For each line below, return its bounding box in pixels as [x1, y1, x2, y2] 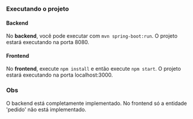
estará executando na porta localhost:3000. [6, 71, 114, 78]
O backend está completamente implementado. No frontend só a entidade [6, 100, 188, 107]
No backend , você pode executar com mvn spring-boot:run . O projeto [6, 32, 178, 39]
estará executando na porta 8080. [6, 39, 90, 46]
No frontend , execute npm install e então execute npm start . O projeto [6, 65, 181, 72]
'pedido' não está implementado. [6, 105, 87, 113]
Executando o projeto [6, 5, 69, 13]
